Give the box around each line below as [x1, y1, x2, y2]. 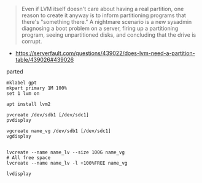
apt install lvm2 [6, 101, 51, 107]
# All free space [6, 155, 51, 161]
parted [6, 68, 23, 75]
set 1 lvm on [6, 91, 40, 97]
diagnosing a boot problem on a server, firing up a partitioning [21, 24, 179, 32]
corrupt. [21, 38, 42, 45]
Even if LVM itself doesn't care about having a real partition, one [21, 6, 184, 12]
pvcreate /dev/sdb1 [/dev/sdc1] [6, 112, 89, 118]
